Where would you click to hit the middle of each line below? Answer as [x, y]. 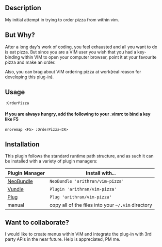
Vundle [16, 189]
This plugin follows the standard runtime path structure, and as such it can [79, 156]
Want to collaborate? [37, 222]
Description [23, 8]
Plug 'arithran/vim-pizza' [81, 197]
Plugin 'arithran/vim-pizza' [83, 189]
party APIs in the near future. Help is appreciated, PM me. [63, 239]
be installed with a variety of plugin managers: [51, 161]
